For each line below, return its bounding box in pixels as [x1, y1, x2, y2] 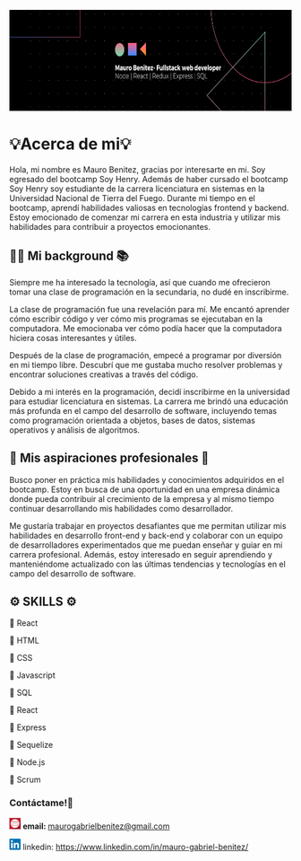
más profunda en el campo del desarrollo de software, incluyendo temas [9, 405, 278, 416]
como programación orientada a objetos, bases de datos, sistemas [9, 415, 255, 426]
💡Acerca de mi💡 [9, 134, 132, 154]
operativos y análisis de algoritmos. [9, 424, 141, 435]
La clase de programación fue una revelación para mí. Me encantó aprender [9, 303, 290, 314]
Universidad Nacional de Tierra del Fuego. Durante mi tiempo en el [9, 192, 255, 203]
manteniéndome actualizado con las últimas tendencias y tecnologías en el [9, 558, 287, 569]
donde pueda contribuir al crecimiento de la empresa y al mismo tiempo [9, 493, 275, 504]
